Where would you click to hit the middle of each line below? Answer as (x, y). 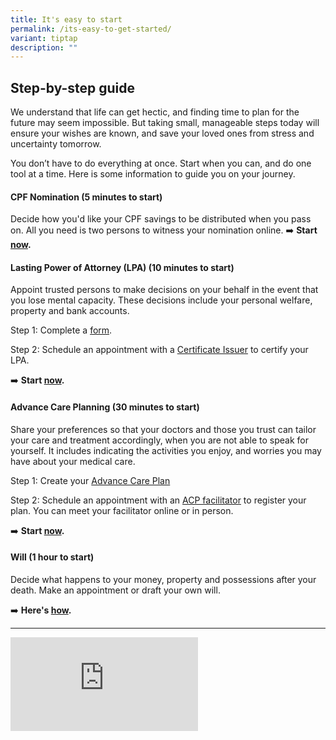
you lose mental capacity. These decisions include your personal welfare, (161, 300)
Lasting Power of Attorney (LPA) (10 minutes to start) (122, 267)
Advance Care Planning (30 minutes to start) (105, 407)
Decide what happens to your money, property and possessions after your (163, 579)
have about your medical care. (73, 461)
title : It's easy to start (66, 19)
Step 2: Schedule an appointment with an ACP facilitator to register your (158, 500)
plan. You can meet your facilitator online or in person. (122, 510)
